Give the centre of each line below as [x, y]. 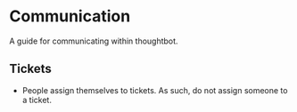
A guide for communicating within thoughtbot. [94, 41]
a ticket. [37, 100]
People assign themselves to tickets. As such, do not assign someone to [155, 90]
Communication [70, 16]
